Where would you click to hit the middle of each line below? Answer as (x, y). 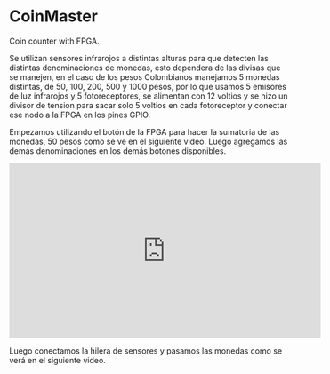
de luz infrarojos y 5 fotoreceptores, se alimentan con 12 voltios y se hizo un (149, 96)
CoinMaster (53, 16)
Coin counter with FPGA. (54, 41)
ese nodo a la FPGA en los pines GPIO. (80, 115)
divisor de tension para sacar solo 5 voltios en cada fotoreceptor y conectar (148, 105)
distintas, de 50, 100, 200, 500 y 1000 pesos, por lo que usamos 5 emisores (148, 86)
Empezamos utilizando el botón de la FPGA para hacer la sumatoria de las (145, 131)
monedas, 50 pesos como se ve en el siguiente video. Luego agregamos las (149, 141)
